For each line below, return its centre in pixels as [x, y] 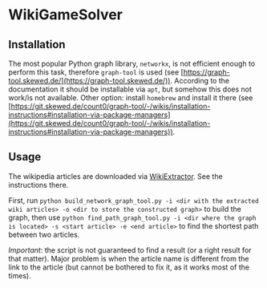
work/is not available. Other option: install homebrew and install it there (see [131, 97]
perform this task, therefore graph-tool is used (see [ [96, 72]
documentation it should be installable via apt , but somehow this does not [130, 89]
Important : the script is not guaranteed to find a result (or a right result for [130, 249]
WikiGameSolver [65, 15]
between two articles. [44, 234]
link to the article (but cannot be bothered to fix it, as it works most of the [129, 267]
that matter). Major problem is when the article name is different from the [129, 258]
